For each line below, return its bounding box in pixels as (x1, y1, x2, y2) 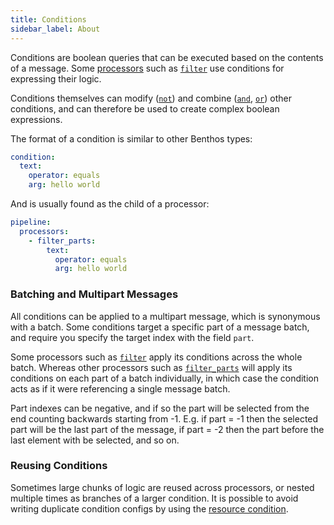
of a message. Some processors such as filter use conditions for (10, 62, 285, 74)
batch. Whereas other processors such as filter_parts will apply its (10, 361, 293, 373)
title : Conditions (10, 14, 87, 25)
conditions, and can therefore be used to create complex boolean (10, 102, 280, 115)
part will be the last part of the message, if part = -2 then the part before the (10, 423, 325, 435)
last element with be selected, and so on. (10, 434, 180, 446)
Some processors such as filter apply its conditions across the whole (10, 351, 303, 363)
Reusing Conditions (10, 459, 108, 473)
